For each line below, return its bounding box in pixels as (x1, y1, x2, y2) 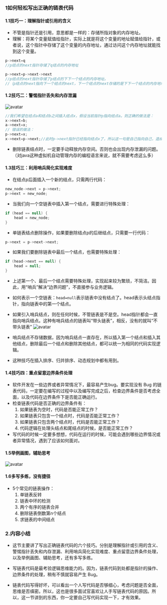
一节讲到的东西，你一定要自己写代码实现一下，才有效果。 (25, 594, 143, 600)
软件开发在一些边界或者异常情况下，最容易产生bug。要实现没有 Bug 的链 (12, 382, 162, 388)
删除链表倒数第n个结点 (19, 510, 66, 516)
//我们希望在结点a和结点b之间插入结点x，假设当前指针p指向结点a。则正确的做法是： (5, 113, 154, 118)
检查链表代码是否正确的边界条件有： (12, 400, 87, 406)
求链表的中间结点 (19, 516, 55, 522)
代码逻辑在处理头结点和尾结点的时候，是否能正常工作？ (19, 425, 133, 431)
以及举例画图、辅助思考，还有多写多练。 (12, 554, 95, 560)
